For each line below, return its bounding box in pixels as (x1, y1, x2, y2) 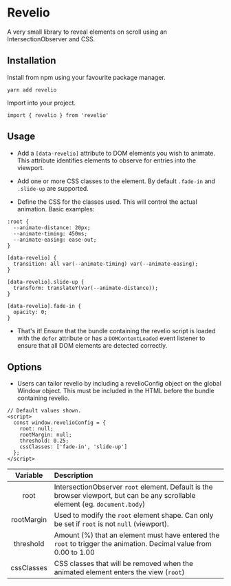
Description (54, 470, 93, 480)
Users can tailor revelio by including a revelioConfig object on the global (16, 379, 222, 388)
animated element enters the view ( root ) (54, 567, 185, 577)
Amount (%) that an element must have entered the (54, 530, 220, 540)
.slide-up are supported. (16, 184, 89, 192)
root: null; (19, 426, 54, 432)
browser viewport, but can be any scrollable (54, 491, 196, 501)
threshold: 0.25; (19, 437, 69, 445)
